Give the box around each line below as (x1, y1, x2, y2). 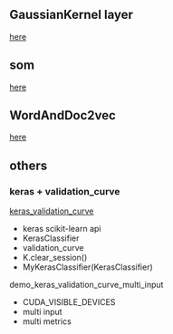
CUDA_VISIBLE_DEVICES (22, 297, 116, 308)
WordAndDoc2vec (9, 108, 116, 123)
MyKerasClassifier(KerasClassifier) (22, 262, 154, 272)
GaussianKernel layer (9, 7, 134, 23)
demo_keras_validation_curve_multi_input (9, 280, 164, 291)
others (9, 157, 48, 173)
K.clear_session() (22, 253, 88, 263)
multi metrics (22, 316, 72, 327)
